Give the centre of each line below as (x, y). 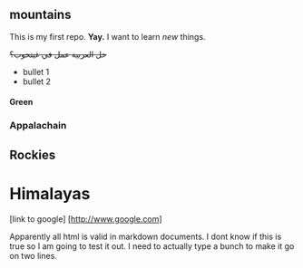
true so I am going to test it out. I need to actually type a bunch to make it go (152, 246)
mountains (40, 15)
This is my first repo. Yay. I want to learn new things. (108, 36)
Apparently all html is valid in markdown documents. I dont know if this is (146, 236)
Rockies (33, 154)
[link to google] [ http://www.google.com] (86, 219)
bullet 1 (36, 72)
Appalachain (38, 126)
